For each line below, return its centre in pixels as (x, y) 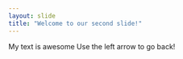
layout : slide (32, 16)
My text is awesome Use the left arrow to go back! (92, 46)
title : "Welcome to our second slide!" (75, 23)
